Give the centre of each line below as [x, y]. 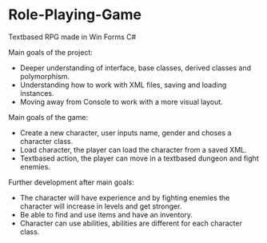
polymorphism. [45, 76]
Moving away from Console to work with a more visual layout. [122, 102]
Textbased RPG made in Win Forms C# [72, 37]
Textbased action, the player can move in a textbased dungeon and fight [139, 158]
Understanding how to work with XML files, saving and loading [123, 85]
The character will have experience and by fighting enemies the [125, 197]
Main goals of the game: [48, 117]
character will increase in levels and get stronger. [101, 206]
